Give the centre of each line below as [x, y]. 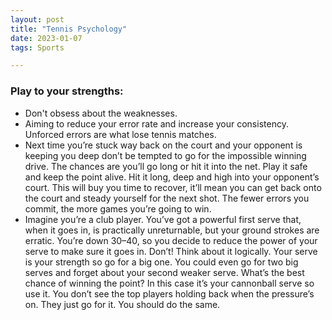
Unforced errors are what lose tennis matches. [120, 134]
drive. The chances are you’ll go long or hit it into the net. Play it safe [166, 166]
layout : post [37, 19]
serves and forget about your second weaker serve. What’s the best [164, 272]
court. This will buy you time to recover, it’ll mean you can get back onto [173, 187]
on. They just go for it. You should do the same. [122, 304]
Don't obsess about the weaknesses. [101, 113]
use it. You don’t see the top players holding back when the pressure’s [169, 293]
